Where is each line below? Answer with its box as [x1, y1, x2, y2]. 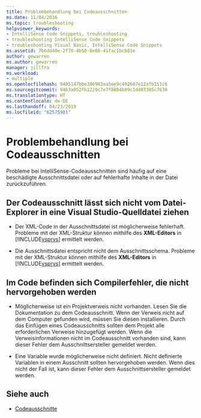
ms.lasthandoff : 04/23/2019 [6, 103, 77, 110]
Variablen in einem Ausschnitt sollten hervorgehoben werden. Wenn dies [14, 359, 195, 366]
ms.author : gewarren [6, 59, 58, 65]
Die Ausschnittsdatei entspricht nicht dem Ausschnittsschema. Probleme [14, 247, 195, 255]
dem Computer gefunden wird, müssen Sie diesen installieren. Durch [14, 315, 186, 323]
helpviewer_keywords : [6, 25, 61, 32]
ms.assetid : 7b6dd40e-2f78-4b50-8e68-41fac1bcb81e [6, 48, 136, 54]
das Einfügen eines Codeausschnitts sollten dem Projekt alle [14, 321, 165, 329]
